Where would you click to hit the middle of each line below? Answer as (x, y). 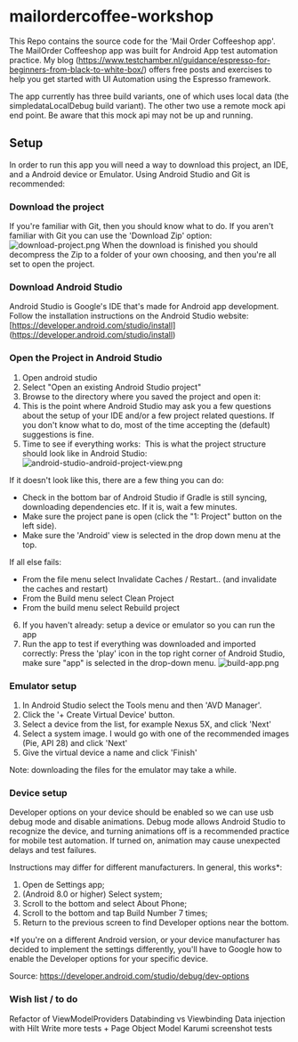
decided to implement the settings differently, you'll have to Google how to (146, 949)
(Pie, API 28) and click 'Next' (75, 743)
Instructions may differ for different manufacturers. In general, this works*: (146, 867)
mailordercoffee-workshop (112, 16)
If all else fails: (36, 562)
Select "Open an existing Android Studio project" (112, 387)
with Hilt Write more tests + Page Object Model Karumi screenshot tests (141, 1028)
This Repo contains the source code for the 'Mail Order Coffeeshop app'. (142, 41)
